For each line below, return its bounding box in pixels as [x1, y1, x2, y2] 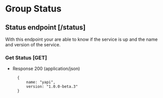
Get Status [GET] [5, 54, 47, 61]
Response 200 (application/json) [12, 66, 80, 72]
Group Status [5, 3, 62, 15]
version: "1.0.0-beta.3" [26, 84, 78, 89]
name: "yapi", [26, 80, 56, 85]
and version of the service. [5, 42, 61, 48]
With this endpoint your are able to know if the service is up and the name [5, 36, 158, 42]
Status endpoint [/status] [5, 23, 86, 32]
